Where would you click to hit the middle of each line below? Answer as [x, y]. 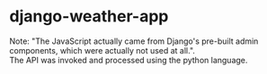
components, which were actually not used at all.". [102, 50]
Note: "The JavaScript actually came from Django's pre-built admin [134, 41]
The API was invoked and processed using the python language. [129, 60]
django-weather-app [89, 16]
